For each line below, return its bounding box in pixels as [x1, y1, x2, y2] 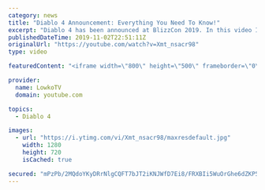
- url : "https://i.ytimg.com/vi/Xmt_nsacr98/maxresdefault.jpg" [15, 134, 231, 142]
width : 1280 [22, 141, 62, 149]
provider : [8, 76, 41, 84]
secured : [8, 170, 37, 177]
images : [8, 126, 34, 134]
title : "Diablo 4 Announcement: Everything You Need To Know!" [8, 19, 221, 27]
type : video [8, 48, 47, 56]
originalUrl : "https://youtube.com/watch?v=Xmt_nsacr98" [8, 41, 200, 49]
